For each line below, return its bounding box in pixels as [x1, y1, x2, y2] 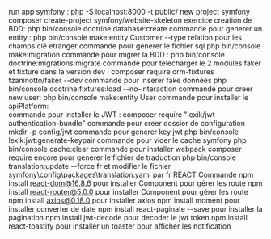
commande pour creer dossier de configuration [87, 119, 245, 128]
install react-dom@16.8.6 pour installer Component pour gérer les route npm [8, 178, 263, 188]
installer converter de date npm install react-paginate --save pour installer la [8, 204, 263, 213]
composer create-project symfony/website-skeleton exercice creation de [8, 15, 252, 25]
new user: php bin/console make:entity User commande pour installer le [8, 93, 249, 102]
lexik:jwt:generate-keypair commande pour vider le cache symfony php [8, 136, 247, 145]
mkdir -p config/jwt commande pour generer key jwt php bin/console [8, 127, 239, 136]
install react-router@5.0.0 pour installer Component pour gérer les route [8, 187, 248, 196]
